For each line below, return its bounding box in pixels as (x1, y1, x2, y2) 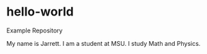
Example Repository (6, 26, 63, 34)
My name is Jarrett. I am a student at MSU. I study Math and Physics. (6, 39, 201, 47)
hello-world (6, 4, 74, 20)
